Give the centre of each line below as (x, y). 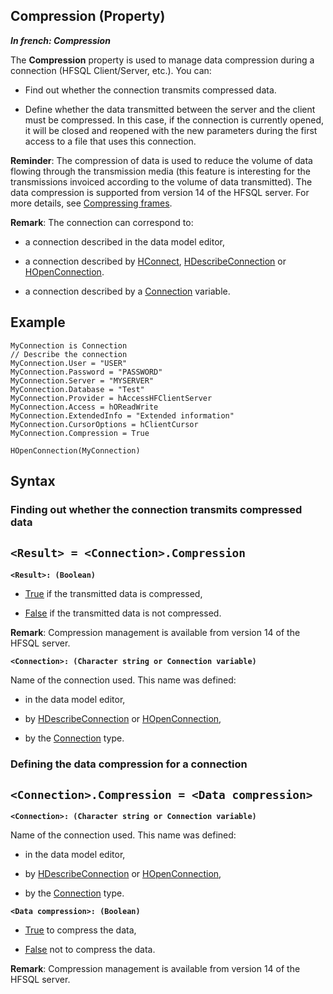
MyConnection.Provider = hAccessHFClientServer (111, 398)
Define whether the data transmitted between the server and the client (170, 109)
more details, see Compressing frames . (91, 203)
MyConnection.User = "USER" (69, 363)
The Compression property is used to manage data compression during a (162, 60)
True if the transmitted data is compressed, (113, 593)
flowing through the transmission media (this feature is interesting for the (161, 171)
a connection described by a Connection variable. (127, 291)
